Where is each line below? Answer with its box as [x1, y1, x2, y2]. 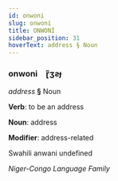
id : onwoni [8, 11, 45, 20]
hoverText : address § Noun [8, 41, 98, 49]
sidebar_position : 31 [8, 33, 81, 42]
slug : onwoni [8, 19, 52, 27]
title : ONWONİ [8, 26, 56, 34]
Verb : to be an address [8, 102, 85, 112]
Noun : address [8, 117, 57, 128]
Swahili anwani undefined [8, 148, 93, 158]
